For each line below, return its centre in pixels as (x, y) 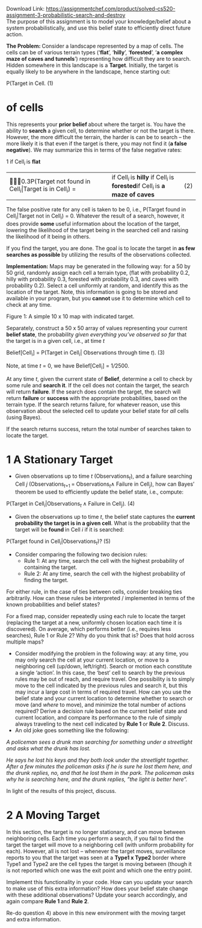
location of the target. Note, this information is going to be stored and (92, 292)
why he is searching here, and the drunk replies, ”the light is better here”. (97, 779)
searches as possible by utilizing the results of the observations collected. (99, 254)
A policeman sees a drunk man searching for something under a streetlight (99, 742)
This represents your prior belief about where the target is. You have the (96, 124)
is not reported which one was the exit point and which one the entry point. (99, 870)
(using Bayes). (24, 417)
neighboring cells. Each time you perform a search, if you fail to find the (95, 838)
